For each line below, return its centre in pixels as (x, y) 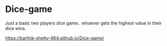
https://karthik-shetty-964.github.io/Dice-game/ (54, 38)
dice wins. (16, 28)
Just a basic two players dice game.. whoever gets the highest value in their (83, 23)
